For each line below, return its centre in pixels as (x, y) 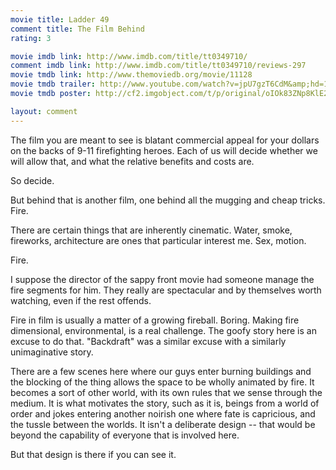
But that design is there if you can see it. (93, 454)
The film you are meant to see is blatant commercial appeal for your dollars (165, 140)
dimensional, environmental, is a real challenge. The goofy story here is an (163, 330)
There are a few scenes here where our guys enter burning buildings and (161, 371)
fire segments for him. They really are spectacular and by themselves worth (166, 290)
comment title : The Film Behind (77, 29)
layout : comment (44, 111)
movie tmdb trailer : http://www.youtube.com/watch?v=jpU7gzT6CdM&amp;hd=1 (169, 84)
